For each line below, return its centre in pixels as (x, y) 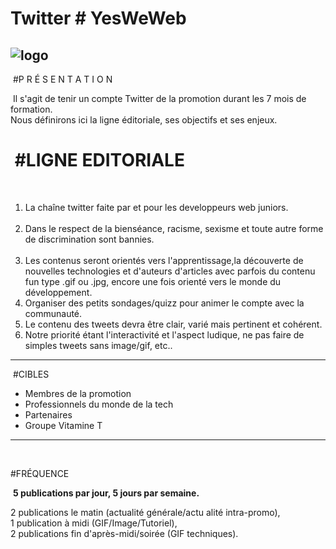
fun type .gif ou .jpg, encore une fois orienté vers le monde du (153, 281)
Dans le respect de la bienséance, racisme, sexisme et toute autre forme (174, 228)
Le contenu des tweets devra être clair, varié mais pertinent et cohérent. (173, 324)
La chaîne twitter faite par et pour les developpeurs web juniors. (156, 207)
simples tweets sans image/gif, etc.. (98, 345)
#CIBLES (31, 374)
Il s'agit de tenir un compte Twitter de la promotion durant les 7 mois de (159, 98)
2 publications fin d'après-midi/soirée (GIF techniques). (124, 533)
